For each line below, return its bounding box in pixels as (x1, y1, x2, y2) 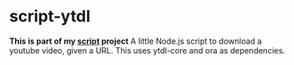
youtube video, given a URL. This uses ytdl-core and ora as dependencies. (9, 45, 285, 55)
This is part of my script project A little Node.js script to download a (9, 36, 263, 46)
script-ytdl (9, 6, 91, 27)
